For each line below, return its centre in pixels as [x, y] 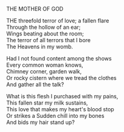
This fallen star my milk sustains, [47, 103]
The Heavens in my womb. [40, 46]
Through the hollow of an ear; [43, 27]
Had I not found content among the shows [59, 58]
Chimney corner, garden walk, [44, 71]
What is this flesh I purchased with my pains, [62, 96]
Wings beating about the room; [45, 34]
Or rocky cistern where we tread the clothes [61, 78]
